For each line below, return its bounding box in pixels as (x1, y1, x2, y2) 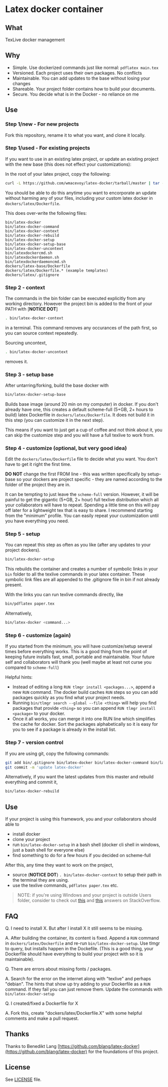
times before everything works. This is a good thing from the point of (5, 649, 147, 655)
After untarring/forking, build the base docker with (5, 382, 109, 389)
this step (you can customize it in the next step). (5, 417, 104, 423)
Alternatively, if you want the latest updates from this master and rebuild (5, 774, 154, 780)
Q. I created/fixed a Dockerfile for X (5, 1000, 78, 1006)
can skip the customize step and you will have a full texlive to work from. (5, 432, 155, 438)
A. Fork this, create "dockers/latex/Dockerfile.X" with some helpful (5, 1010, 142, 1016)
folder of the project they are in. (5, 482, 71, 488)
